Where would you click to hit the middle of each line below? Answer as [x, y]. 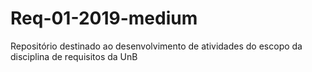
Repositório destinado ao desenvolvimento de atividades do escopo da [156, 46]
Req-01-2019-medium [104, 18]
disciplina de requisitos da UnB [74, 56]
